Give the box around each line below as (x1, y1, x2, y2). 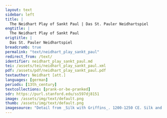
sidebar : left (5, 12, 35, 17)
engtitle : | (5, 26, 30, 31)
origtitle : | (5, 36, 32, 41)
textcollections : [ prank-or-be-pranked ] (5, 86, 91, 92)
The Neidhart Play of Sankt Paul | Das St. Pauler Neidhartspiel (9, 21, 149, 27)
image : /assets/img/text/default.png (5, 96, 84, 101)
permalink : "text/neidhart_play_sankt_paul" (5, 49, 99, 54)
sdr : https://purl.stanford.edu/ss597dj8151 (5, 91, 99, 96)
